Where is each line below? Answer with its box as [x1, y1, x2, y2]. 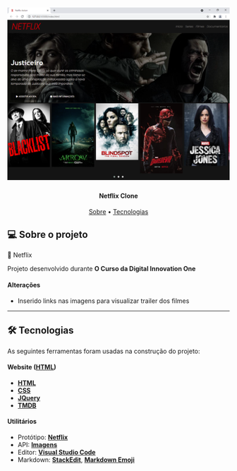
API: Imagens [17, 440, 58, 448]
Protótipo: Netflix [17, 433, 68, 441]
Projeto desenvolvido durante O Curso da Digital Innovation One [7, 265, 196, 273]
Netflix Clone [98, 191, 139, 201]
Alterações [7, 281, 41, 290]
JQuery [17, 393, 41, 402]
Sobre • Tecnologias [88, 207, 149, 215]
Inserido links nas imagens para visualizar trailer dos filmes [17, 297, 190, 305]
